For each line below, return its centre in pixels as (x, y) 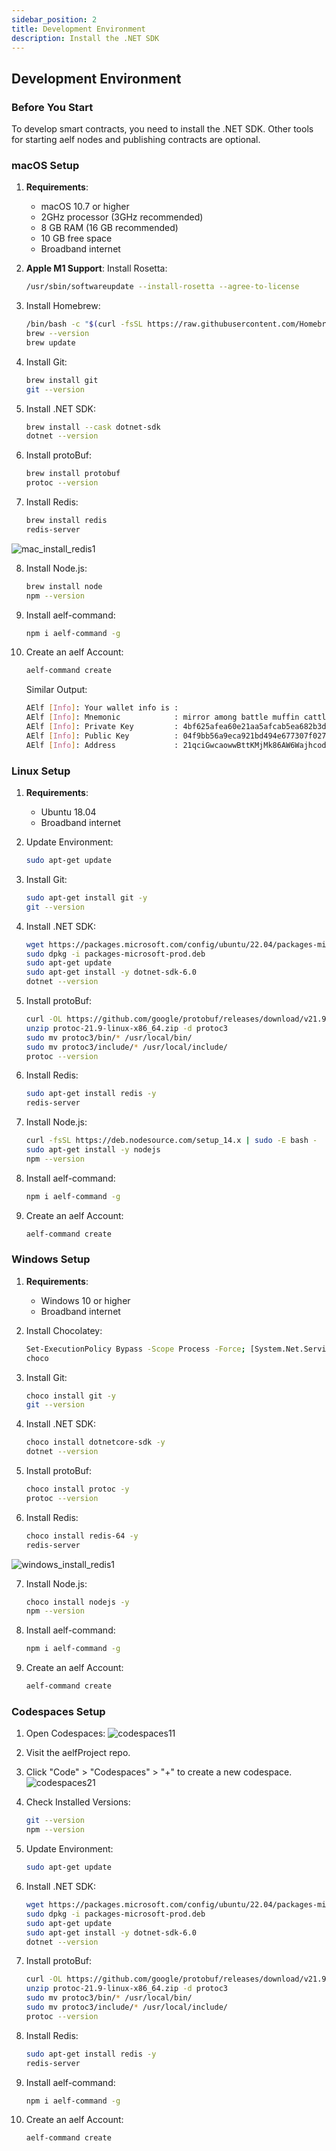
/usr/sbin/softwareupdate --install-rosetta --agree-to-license (162, 287)
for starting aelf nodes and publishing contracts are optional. (136, 140)
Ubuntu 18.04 (68, 812)
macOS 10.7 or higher (85, 207)
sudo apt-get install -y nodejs (93, 1150)
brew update (50, 342)
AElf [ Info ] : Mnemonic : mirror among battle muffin (162, 717)
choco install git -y (70, 1396)
